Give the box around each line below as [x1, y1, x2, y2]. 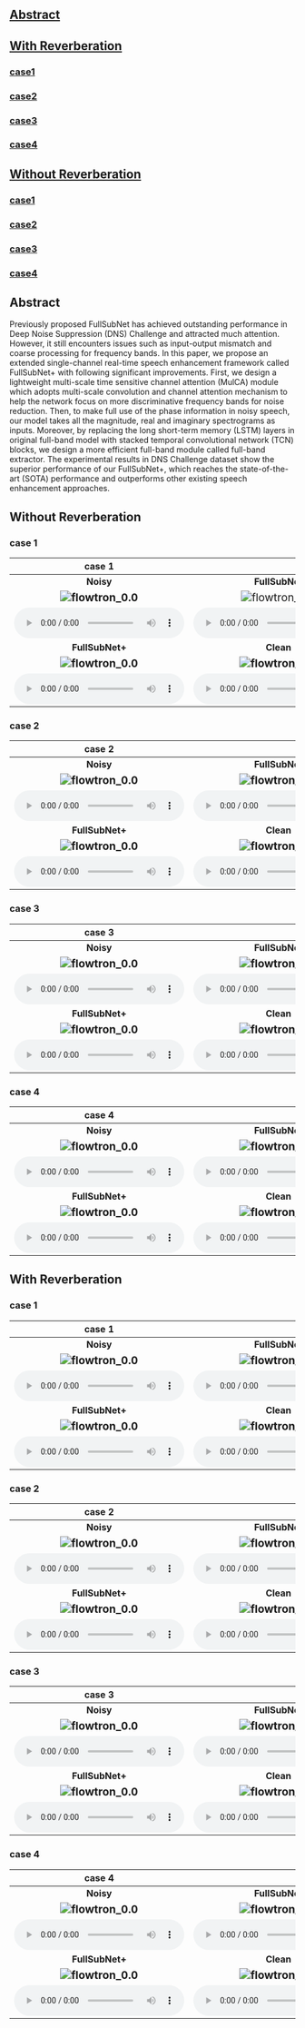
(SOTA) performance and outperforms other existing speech [21, 473, 248, 484]
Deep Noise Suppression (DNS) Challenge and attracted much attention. [9, 329, 280, 340]
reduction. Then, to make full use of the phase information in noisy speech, [9, 406, 290, 417]
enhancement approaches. [9, 483, 111, 494]
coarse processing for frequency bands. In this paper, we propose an [9, 348, 269, 359]
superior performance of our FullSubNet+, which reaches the [9, 463, 238, 475]
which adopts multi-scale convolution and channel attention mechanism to [9, 386, 288, 398]
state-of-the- [239, 463, 289, 475]
